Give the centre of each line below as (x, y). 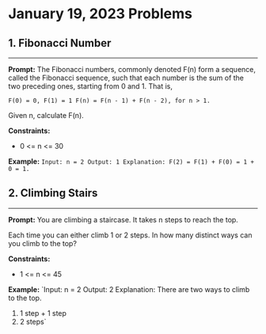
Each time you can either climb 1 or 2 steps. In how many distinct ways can (130, 235)
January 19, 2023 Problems (100, 14)
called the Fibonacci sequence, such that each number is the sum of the (126, 78)
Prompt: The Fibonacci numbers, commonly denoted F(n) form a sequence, (132, 69)
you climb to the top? (43, 243)
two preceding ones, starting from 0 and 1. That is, (90, 86)
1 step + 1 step (43, 313)
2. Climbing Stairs (53, 194)
